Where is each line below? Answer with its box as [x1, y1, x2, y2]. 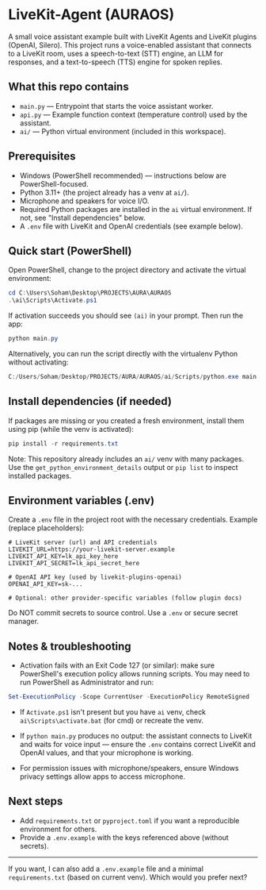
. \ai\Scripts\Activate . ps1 [8, 296, 97, 305]
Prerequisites [8, 149, 76, 164]
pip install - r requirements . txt [8, 439, 119, 448]
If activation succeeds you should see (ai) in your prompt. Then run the [8, 311, 244, 321]
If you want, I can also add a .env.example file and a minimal [8, 864, 204, 873]
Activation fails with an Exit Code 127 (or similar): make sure [19, 661, 215, 670]
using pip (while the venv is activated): [8, 424, 135, 433]
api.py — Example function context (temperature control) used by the [19, 110, 248, 119]
